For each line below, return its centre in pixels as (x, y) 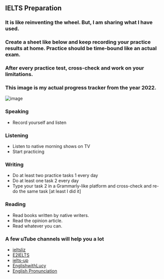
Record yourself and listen (39, 122)
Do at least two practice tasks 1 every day (55, 175)
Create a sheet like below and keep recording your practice (78, 42)
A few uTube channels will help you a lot (55, 238)
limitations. (19, 74)
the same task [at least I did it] (50, 191)
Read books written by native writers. (51, 215)
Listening (17, 135)
